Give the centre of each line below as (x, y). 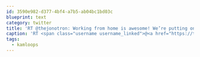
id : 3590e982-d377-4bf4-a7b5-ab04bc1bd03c (60, 12)
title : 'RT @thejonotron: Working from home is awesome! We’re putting (97, 28)
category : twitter (29, 23)
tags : (13, 39)
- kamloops (25, 45)
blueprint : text (26, 17)
